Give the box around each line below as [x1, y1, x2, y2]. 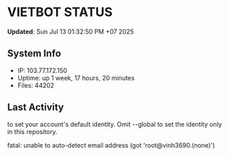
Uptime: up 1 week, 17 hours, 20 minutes [17, 73, 135, 82]
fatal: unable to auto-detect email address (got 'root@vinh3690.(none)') [7, 141, 216, 149]
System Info [7, 48, 62, 59]
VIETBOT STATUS [7, 4, 113, 20]
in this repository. [7, 127, 58, 136]
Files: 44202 [17, 81, 55, 90]
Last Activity [7, 101, 65, 113]
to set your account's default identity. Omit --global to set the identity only [7, 120, 223, 128]
